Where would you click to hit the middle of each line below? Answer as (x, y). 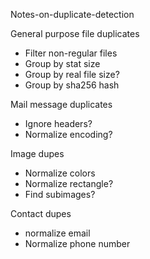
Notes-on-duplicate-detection (72, 14)
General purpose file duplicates (75, 33)
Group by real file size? (72, 74)
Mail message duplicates (61, 104)
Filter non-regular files (71, 53)
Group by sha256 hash (72, 85)
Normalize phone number (77, 243)
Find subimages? (60, 194)
